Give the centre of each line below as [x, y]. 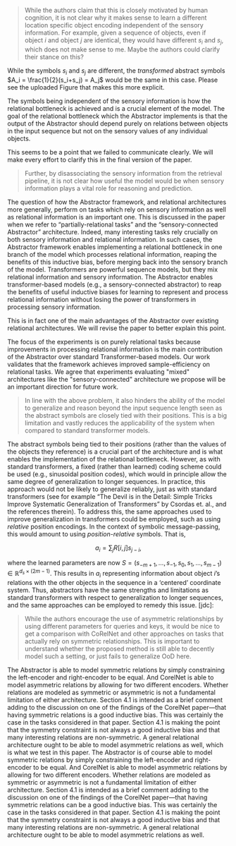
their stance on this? [54, 56]
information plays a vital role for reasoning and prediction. [108, 188]
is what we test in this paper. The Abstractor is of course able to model [110, 752]
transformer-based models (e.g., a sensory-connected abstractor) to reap [114, 284]
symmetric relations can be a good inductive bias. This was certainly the [112, 804]
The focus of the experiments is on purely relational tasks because [104, 342]
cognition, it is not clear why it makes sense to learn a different [116, 18]
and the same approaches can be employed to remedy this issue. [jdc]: [111, 605]
